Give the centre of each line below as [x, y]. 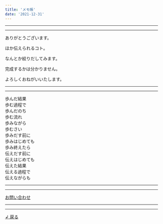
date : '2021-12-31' [25, 14]
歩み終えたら [18, 147]
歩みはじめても [20, 141]
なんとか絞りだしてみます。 [33, 58]
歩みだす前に [18, 135]
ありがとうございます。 [28, 37]
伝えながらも [18, 178]
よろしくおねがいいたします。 [35, 79]
